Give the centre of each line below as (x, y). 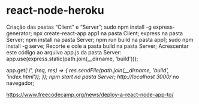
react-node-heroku (55, 10)
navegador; (20, 83)
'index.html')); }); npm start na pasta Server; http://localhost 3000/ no (93, 77)
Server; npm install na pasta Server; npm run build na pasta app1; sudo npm (100, 39)
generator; (19, 33)
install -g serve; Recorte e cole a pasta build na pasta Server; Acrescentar (97, 46)
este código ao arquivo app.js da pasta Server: (64, 52)
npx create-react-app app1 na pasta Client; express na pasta (108, 33)
